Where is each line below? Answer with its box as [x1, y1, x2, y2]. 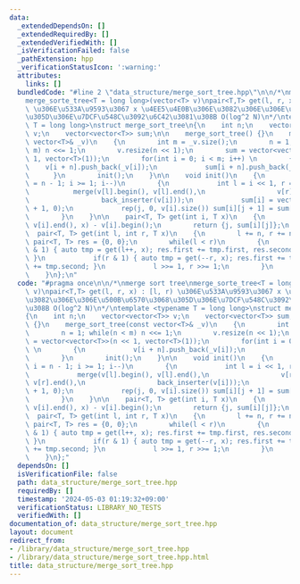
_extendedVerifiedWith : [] [17, 38, 118, 47]
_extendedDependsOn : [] [17, 21, 105, 30]
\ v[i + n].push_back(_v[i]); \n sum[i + [25, 163, 234, 171]
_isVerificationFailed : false [17, 46, 129, 55]
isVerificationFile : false [17, 470, 118, 479]
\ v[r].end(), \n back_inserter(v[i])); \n [25, 379, 250, 388]
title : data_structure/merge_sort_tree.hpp [9, 561, 174, 570]
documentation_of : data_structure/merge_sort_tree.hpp [9, 520, 218, 529]
